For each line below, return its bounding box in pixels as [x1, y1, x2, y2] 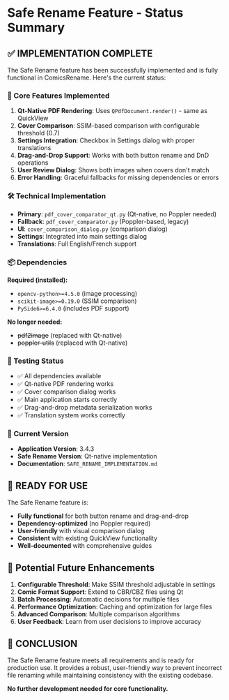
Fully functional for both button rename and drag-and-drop [17, 512, 189, 521]
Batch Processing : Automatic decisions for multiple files [17, 595, 180, 604]
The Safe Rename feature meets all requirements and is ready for [7, 656, 195, 664]
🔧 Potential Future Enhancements [7, 562, 155, 574]
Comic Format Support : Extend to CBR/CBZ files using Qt [17, 588, 184, 596]
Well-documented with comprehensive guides [17, 542, 152, 550]
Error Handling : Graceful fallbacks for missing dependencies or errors [17, 173, 219, 182]
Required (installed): [7, 276, 68, 284]
